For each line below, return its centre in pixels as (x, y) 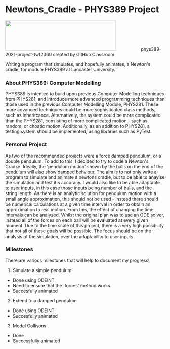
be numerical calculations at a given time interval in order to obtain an (78, 204)
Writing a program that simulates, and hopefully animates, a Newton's (78, 64)
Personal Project (26, 144)
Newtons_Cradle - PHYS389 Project (82, 9)
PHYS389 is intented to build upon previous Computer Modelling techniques (85, 94)
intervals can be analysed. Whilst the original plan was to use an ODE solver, (85, 215)
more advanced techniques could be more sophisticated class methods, (80, 110)
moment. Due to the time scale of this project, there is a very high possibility (85, 225)
